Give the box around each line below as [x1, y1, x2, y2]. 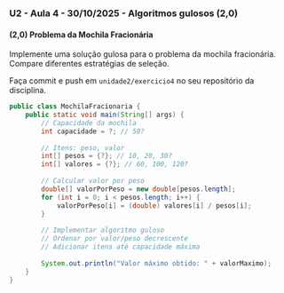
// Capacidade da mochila [41, 118, 138, 127]
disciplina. [9, 85, 47, 96]
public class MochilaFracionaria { [9, 102, 141, 111]
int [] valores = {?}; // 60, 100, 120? [41, 160, 189, 169]
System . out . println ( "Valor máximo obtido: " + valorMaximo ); [41, 258, 272, 268]
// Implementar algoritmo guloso [41, 226, 165, 235]
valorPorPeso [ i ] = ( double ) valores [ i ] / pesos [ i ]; [56, 201, 252, 210]
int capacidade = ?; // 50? [41, 127, 145, 136]
